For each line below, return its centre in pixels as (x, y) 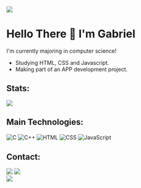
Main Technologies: (45, 122)
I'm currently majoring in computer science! (62, 51)
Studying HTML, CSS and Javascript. (62, 62)
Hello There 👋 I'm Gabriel (71, 34)
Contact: (24, 156)
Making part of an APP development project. (71, 69)
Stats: (18, 88)
